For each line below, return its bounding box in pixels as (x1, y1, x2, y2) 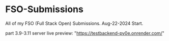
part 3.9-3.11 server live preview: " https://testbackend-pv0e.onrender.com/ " (5, 30, 164, 36)
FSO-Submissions (5, 4, 84, 15)
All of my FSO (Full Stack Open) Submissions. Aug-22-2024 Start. (5, 20, 144, 26)
